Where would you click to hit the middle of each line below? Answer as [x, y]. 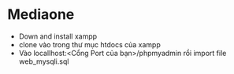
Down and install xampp [58, 36]
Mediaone [41, 15]
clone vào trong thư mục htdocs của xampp [89, 44]
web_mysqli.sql [44, 61]
